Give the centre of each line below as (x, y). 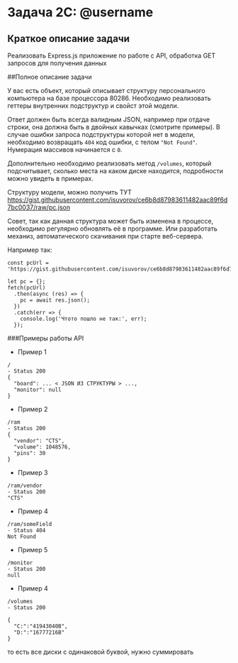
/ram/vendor (25, 486)
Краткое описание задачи (68, 39)
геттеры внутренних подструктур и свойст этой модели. (93, 106)
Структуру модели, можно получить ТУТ (70, 192)
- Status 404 (27, 530)
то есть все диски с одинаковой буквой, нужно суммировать (101, 652)
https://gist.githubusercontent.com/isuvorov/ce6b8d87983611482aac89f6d (118, 200)
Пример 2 (33, 409)
